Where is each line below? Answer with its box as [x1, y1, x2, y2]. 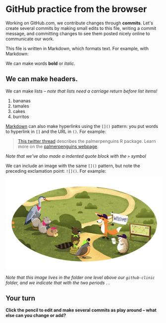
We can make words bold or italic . [5, 60, 76, 66]
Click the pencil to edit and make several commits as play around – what [5, 307, 157, 313]
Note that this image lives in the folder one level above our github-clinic [5, 274, 155, 280]
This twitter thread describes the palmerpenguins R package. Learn [17, 138, 156, 144]
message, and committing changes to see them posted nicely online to [5, 30, 150, 36]
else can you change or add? [5, 313, 66, 319]
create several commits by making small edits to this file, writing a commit [5, 25, 157, 31]
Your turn [5, 294, 36, 302]
